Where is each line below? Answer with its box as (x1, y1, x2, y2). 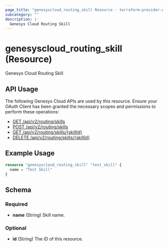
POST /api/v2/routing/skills (12, 124, 68, 130)
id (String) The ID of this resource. (12, 236, 83, 242)
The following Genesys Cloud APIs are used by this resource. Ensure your (5, 98, 157, 104)
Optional (5, 224, 26, 231)
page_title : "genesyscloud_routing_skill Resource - (5, 7, 117, 13)
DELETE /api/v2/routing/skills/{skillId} (12, 135, 90, 141)
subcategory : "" (5, 12, 39, 17)
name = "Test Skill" (9, 167, 52, 172)
